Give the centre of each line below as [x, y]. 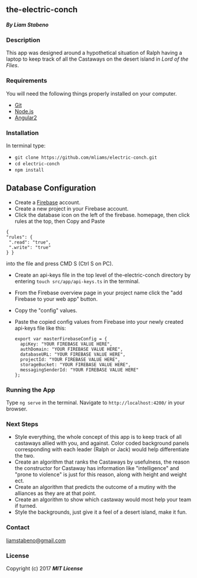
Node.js [24, 111]
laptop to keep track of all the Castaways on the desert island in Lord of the [97, 59]
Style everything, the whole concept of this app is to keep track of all [98, 437]
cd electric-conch [37, 164]
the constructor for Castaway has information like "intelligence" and [97, 468]
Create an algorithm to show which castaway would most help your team [103, 500]
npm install [29, 170]
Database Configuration [51, 188]
